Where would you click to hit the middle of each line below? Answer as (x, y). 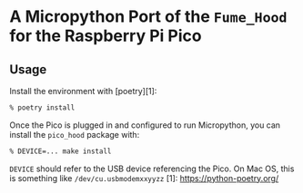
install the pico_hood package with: (75, 134)
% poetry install (42, 108)
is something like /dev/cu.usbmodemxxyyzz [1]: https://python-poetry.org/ (144, 178)
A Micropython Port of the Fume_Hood (148, 17)
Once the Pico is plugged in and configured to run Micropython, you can (145, 125)
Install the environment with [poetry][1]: (83, 91)
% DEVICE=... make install (61, 151)
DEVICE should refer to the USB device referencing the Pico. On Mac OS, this (152, 169)
